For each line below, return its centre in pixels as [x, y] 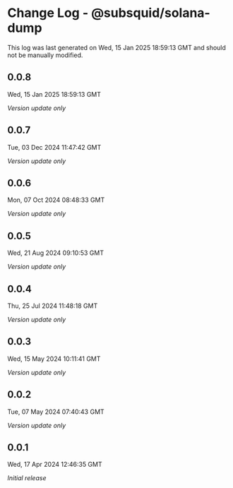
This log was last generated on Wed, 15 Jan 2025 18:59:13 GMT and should [116, 47]
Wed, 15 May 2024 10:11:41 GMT [54, 359]
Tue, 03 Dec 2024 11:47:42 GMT [54, 147]
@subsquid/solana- [150, 13]
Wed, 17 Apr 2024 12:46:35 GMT [55, 465]
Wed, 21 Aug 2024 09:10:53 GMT [56, 253]
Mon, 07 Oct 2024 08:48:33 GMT [56, 200]
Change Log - [48, 13]
